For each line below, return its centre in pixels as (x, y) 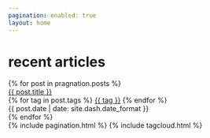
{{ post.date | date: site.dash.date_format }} (79, 109)
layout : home (29, 23)
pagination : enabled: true (52, 15)
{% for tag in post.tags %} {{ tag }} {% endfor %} (88, 100)
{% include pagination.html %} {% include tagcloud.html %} (105, 125)
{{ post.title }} (30, 92)
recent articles (57, 62)
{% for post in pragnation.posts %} (65, 84)
